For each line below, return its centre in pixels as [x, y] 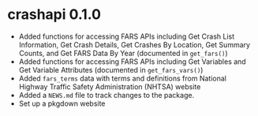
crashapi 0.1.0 [54, 15]
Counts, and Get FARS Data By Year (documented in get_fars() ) [123, 53]
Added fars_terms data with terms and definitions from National [122, 78]
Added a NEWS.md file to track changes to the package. [107, 95]
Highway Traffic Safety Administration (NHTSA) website [110, 86]
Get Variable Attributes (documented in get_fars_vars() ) [111, 69]
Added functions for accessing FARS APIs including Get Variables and [132, 62]
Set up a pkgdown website [62, 103]
